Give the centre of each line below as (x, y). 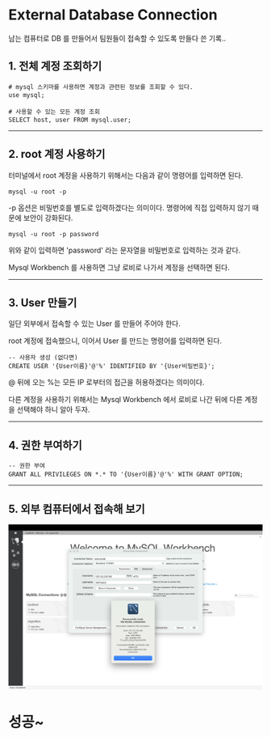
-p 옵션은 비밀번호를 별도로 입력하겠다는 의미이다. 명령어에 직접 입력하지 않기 (129, 207)
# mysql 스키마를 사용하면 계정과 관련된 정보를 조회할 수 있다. (101, 87)
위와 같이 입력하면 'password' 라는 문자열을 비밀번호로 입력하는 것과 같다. (125, 250)
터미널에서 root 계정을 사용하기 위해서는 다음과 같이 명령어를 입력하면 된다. (126, 175)
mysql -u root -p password (54, 234)
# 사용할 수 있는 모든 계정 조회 (54, 112)
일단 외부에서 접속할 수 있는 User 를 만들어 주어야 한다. (95, 324)
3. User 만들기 (43, 302)
